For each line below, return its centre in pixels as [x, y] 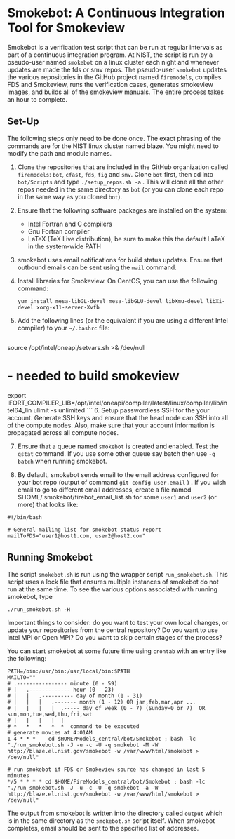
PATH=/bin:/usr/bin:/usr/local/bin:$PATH [69, 671]
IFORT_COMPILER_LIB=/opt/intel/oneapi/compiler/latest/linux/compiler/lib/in [117, 403]
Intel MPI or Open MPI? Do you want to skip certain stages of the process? [115, 637]
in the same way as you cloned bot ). [70, 196]
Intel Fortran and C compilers [70, 224]
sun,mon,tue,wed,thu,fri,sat [50, 714]
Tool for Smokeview [66, 28]
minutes [19, 776]
